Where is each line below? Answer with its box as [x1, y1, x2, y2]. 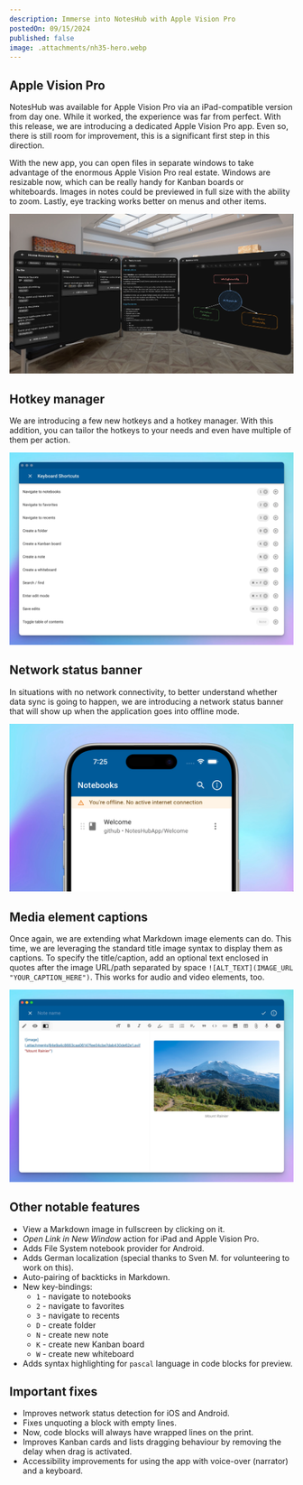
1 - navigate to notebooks [35, 1291, 132, 1302]
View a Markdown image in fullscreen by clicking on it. [22, 1223, 225, 1234]
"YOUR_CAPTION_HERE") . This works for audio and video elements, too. [9, 971, 265, 983]
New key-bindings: [22, 1281, 93, 1292]
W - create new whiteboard [35, 1348, 134, 1359]
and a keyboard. [22, 1465, 84, 1476]
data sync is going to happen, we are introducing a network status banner [9, 696, 284, 707]
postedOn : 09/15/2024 [9, 23, 91, 33]
